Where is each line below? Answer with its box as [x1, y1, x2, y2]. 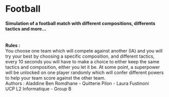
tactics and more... [5, 26, 47, 32]
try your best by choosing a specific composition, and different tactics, [5, 53, 155, 59]
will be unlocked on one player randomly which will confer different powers [5, 69, 164, 76]
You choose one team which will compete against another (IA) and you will [5, 48, 163, 54]
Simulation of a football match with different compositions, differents [5, 20, 156, 26]
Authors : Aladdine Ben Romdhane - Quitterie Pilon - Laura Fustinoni [5, 80, 150, 87]
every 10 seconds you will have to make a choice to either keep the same [5, 59, 160, 65]
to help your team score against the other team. [5, 75, 106, 81]
